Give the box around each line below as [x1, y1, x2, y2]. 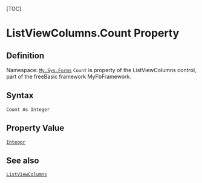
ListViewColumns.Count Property [6, 27, 180, 40]
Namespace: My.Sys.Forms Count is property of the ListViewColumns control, [6, 67, 197, 73]
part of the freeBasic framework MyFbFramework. [6, 73, 131, 80]
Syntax [6, 90, 34, 101]
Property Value [6, 123, 65, 133]
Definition [6, 50, 44, 61]
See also [6, 156, 39, 166]
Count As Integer [6, 106, 50, 113]
